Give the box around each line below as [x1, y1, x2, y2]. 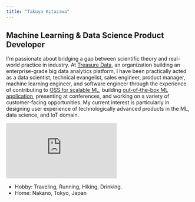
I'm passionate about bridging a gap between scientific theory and [6, 55, 168, 62]
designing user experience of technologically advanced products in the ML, [6, 105, 190, 112]
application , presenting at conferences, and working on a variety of [6, 92, 170, 100]
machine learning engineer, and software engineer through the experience [6, 80, 187, 87]
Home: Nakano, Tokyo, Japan [14, 190, 87, 197]
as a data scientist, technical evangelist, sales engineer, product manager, [6, 74, 186, 81]
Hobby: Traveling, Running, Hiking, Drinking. [14, 183, 123, 190]
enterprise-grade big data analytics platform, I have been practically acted [6, 68, 187, 75]
